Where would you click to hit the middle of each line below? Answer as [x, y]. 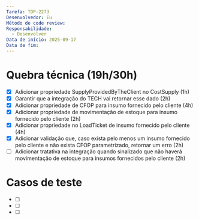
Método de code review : [36, 23]
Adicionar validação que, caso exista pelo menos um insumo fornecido [102, 138]
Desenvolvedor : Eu [29, 17]
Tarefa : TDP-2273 [28, 12]
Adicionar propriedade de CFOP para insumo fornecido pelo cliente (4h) [104, 105]
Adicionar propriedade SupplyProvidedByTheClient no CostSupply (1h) [102, 91]
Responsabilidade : [29, 29]
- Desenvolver [29, 34]
